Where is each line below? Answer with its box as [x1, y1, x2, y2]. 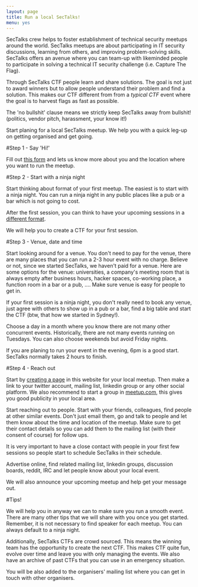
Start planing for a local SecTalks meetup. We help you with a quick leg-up [6, 127, 187, 134]
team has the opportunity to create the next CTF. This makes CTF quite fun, [6, 544, 190, 552]
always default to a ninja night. [6, 527, 81, 534]
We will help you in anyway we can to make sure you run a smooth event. [6, 508, 184, 515]
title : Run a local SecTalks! [6, 14, 81, 20]
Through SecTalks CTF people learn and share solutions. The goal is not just [6, 79, 192, 86]
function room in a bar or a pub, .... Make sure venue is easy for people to [6, 281, 186, 288]
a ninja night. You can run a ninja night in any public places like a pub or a [6, 192, 185, 199]
